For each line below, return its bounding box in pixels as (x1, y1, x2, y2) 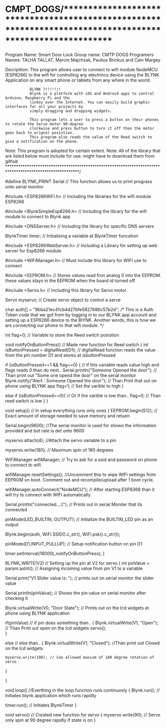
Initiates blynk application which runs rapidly (5, 692, 96, 698)
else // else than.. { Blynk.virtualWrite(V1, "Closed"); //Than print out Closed (5, 640, 160, 646)
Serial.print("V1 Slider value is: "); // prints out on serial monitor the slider (5, 575, 154, 581)
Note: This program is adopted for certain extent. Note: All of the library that (5, 148, 161, 154)
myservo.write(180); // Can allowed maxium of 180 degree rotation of (5, 655, 155, 660)
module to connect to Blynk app (5, 213, 71, 219)
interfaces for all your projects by (5, 104, 83, 109)
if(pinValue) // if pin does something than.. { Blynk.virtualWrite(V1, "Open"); (5, 620, 159, 626)
